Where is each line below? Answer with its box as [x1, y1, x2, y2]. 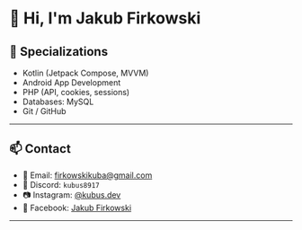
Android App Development [22, 77, 121, 88]
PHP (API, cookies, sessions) [22, 87, 130, 97]
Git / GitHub [22, 106, 67, 116]
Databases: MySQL [22, 96, 94, 107]
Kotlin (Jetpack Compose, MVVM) [22, 67, 149, 78]
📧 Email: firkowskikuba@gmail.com [22, 170, 153, 181]
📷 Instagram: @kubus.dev [22, 189, 121, 200]
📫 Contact [9, 141, 72, 156]
